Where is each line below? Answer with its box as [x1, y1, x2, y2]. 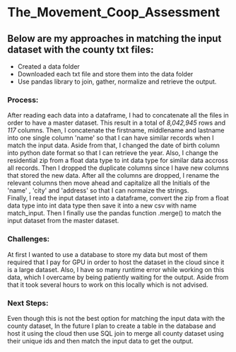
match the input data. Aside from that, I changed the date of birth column [7, 141, 220, 149]
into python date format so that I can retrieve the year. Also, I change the [7, 149, 219, 157]
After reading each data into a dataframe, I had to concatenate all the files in [7, 111, 229, 120]
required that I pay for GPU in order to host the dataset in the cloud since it [7, 258, 225, 266]
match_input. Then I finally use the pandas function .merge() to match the [7, 209, 222, 217]
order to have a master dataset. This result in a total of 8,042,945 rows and [7, 118, 226, 127]
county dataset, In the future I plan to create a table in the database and [7, 322, 216, 330]
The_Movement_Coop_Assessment [7, 4, 220, 21]
